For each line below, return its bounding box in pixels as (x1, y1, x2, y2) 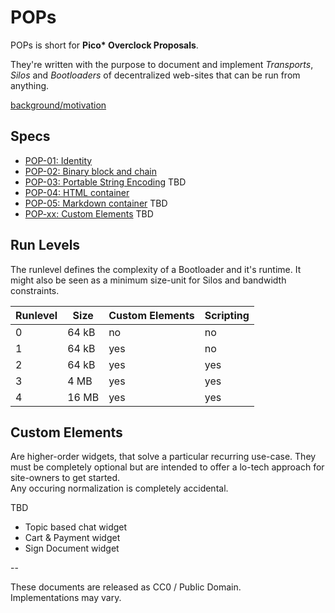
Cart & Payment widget (24, 532, 121, 544)
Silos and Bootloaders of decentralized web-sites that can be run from (10, 69, 301, 81)
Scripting (204, 308, 250, 322)
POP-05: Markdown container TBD (24, 197, 168, 209)
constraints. (10, 284, 60, 296)
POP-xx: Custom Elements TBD (24, 207, 154, 220)
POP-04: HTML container (24, 186, 130, 198)
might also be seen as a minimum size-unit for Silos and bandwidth (10, 274, 287, 286)
